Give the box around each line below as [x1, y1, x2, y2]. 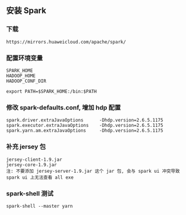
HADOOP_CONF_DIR [6, 78, 46, 84]
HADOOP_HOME [6, 73, 36, 79]
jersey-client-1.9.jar [6, 157, 62, 163]
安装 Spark [6, 5, 46, 16]
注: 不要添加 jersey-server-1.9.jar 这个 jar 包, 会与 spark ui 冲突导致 [6, 168, 180, 174]
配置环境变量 [6, 54, 43, 62]
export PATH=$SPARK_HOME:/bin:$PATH [6, 88, 97, 94]
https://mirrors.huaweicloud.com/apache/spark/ [6, 39, 127, 45]
